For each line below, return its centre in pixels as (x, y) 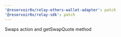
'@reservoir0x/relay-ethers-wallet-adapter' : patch (60, 10)
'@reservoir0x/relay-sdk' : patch (40, 15)
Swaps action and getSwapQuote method (48, 29)
